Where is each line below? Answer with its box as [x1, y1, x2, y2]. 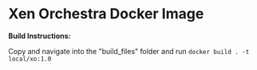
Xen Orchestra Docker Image [8, 5, 204, 23]
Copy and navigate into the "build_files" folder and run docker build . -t [8, 46, 250, 56]
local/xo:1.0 [8, 55, 52, 63]
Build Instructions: [8, 31, 71, 41]
